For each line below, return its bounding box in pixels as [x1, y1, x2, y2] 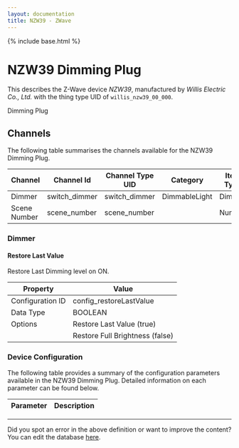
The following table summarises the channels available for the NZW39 [7, 146, 213, 155]
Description [53, 400, 95, 410]
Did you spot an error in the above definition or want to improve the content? [7, 425, 232, 434]
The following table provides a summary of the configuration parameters [7, 368, 221, 377]
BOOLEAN [73, 307, 107, 317]
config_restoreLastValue [73, 296, 154, 306]
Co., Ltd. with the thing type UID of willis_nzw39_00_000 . [7, 93, 174, 101]
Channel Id [53, 175, 91, 185]
